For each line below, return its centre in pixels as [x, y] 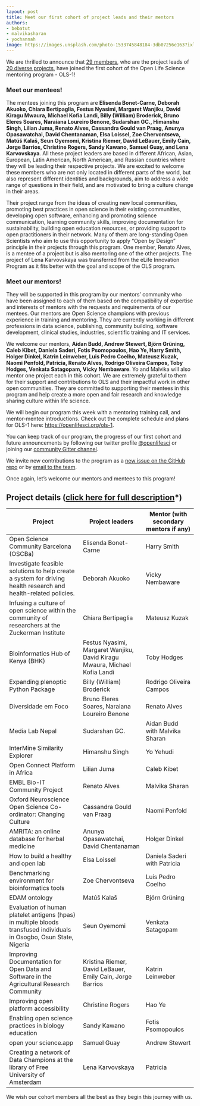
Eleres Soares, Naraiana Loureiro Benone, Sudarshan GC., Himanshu [93, 122]
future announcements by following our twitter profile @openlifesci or [92, 443]
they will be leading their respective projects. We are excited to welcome [95, 166]
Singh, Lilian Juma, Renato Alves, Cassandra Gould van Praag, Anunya [95, 128]
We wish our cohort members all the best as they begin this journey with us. [99, 1097]
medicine [22, 846]
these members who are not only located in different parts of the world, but [99, 173]
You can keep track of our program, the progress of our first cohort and [94, 437]
